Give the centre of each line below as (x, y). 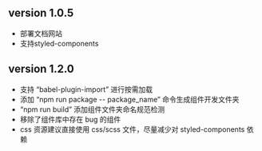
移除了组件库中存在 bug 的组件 (70, 119)
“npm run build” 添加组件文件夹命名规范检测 (92, 109)
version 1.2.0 (41, 69)
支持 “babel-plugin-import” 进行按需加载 (86, 89)
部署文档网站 (41, 33)
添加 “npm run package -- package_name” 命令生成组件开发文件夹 (129, 99)
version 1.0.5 (41, 13)
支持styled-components (59, 43)
